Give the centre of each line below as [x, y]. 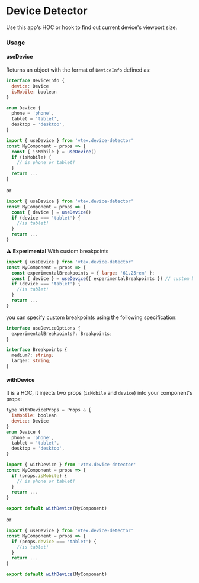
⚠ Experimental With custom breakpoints [57, 251]
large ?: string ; [31, 361]
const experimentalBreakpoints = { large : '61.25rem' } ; [83, 273]
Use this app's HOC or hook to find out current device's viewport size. [92, 27]
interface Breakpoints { [37, 350]
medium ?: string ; [33, 355]
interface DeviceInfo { [36, 81]
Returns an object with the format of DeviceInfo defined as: [78, 70]
